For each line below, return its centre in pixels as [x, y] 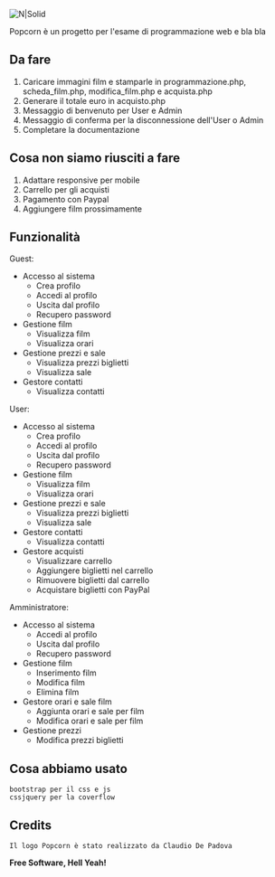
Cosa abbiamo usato [69, 769]
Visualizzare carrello [74, 561]
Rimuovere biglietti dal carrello [93, 580]
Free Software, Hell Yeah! [58, 863]
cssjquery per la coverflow [62, 797]
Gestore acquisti [53, 552]
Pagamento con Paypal [66, 199]
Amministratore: [39, 608]
